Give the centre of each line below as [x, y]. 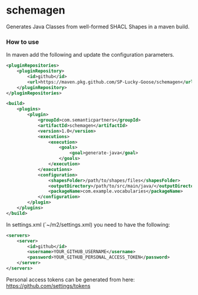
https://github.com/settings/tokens [48, 286]
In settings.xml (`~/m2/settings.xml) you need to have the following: [88, 224]
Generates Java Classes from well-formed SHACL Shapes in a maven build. [98, 27]
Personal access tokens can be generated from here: [71, 279]
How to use [23, 42]
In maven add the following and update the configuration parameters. [90, 55]
